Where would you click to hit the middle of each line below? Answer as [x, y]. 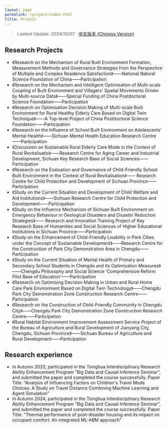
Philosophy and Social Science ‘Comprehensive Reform [99, 271]
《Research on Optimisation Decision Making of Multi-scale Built [77, 108]
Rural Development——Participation [49, 339]
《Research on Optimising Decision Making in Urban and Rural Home [82, 282]
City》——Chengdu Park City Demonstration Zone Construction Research [87, 311]
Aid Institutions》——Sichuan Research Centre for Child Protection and [84, 198]
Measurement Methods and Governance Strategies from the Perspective [87, 68]
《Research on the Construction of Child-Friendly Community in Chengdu [87, 305]
